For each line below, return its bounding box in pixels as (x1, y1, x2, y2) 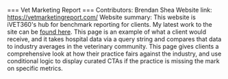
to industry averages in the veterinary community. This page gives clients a (7, 43, 219, 50)
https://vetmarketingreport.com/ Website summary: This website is (7, 13, 197, 21)
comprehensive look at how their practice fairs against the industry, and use (7, 49, 222, 58)
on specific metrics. (7, 65, 63, 72)
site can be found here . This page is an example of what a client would (7, 27, 207, 36)
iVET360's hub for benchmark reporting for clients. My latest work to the (7, 21, 212, 28)
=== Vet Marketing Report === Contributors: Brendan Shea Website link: (7, 6, 212, 14)
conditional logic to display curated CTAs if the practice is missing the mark (7, 57, 220, 65)
